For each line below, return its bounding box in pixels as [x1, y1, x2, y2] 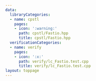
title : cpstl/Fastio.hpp [18, 36, 71, 41]
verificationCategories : [10, 40, 62, 45]
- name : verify [10, 45, 42, 50]
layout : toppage [5, 68, 39, 73]
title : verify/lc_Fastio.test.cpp [18, 63, 91, 68]
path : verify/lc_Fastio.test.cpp [18, 59, 89, 64]
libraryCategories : [10, 12, 51, 17]
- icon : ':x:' [14, 54, 44, 59]
